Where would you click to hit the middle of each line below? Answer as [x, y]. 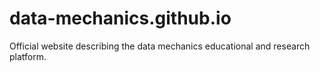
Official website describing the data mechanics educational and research [160, 46]
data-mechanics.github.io [120, 18]
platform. [28, 56]
